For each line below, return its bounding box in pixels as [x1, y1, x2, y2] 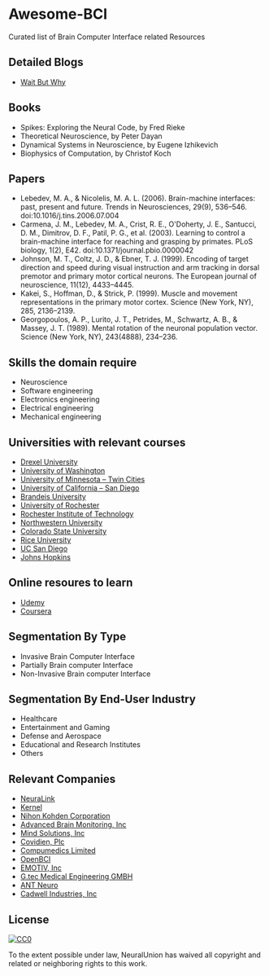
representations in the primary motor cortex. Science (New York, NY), [20, 297, 254, 307]
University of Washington [20, 466, 106, 475]
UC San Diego [20, 543, 68, 553]
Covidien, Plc [20, 837, 65, 847]
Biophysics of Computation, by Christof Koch [20, 148, 172, 158]
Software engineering [20, 386, 93, 396]
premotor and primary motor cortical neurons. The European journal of [20, 271, 258, 281]
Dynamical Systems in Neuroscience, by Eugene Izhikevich [20, 139, 219, 149]
